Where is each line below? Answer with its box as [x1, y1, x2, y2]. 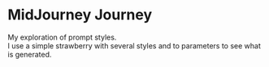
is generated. [7, 49, 52, 59]
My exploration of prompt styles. [7, 32, 117, 42]
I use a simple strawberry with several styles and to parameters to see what [7, 40, 261, 50]
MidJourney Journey [7, 6, 153, 24]
